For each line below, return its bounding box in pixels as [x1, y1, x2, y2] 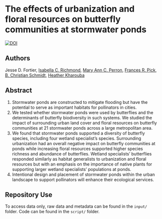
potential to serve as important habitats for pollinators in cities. [12, 104, 137, 110]
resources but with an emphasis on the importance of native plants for [12, 161, 152, 167]
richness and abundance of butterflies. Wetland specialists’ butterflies [12, 151, 152, 156]
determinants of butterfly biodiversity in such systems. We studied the [12, 115, 152, 120]
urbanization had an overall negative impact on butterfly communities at [12, 140, 156, 146]
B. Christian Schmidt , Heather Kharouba [5, 72, 85, 78]
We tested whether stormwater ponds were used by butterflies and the [12, 109, 154, 115]
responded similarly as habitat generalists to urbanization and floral [12, 156, 147, 162]
